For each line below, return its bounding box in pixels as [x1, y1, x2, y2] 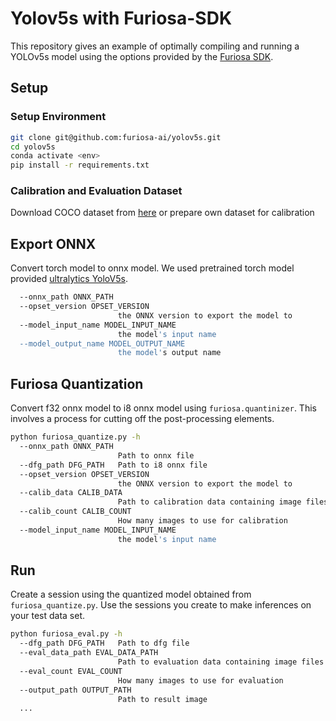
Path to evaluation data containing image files [117, 657, 325, 667]
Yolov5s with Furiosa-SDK [10, 7, 233, 30]
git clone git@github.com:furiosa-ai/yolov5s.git [10, 132, 222, 142]
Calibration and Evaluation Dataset [10, 184, 183, 198]
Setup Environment [10, 110, 107, 124]
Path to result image [117, 694, 208, 704]
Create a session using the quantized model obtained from [10, 588, 252, 601]
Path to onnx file [117, 450, 195, 461]
